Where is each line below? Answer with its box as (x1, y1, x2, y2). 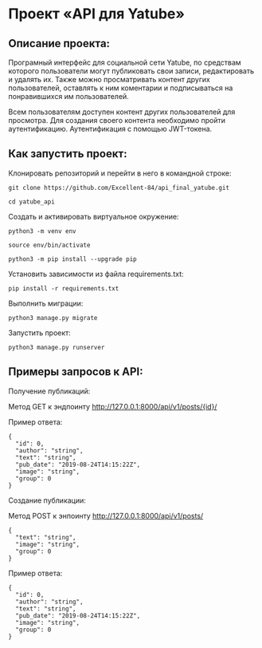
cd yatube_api (8, 197, 56, 206)
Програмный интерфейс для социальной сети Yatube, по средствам (8, 57, 241, 67)
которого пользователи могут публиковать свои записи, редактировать (8, 66, 255, 76)
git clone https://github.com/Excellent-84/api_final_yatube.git (8, 184, 229, 192)
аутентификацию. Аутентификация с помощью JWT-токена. (8, 124, 213, 133)
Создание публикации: (8, 496, 86, 505)
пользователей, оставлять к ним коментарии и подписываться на (8, 83, 233, 93)
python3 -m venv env (8, 227, 77, 235)
